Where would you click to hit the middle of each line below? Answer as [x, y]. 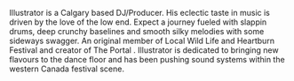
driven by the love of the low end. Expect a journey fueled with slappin [138, 22]
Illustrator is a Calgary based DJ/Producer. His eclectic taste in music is [140, 13]
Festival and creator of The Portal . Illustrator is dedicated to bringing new [144, 50]
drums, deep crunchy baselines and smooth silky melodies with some [137, 31]
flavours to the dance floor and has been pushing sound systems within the [147, 59]
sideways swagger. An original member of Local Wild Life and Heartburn [142, 40]
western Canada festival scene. [67, 69]
